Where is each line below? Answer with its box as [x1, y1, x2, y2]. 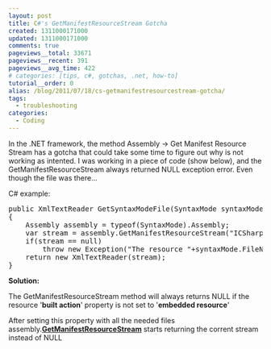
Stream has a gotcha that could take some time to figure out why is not [8, 147, 244, 157]
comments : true [8, 42, 60, 50]
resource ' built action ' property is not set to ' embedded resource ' [8, 300, 230, 310]
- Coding [15, 117, 45, 125]
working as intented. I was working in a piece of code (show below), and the [8, 156, 262, 165]
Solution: [8, 276, 40, 285]
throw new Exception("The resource [42, 244, 183, 254]
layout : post [8, 11, 52, 20]
